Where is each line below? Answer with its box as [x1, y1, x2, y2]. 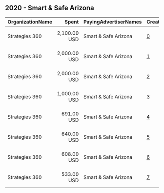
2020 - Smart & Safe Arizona [5, 4, 94, 12]
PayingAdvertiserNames [83, 18, 142, 25]
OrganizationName [7, 18, 53, 25]
